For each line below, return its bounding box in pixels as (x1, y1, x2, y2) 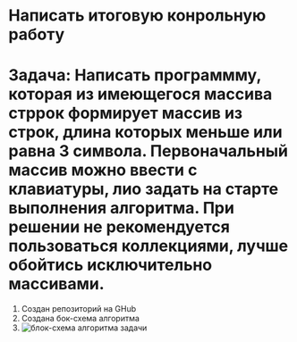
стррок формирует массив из (8, 104, 243, 123)
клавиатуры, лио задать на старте (8, 179, 279, 199)
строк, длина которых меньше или (8, 122, 283, 143)
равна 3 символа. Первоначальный (8, 141, 288, 162)
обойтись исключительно (8, 255, 212, 275)
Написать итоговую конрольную (8, 5, 267, 26)
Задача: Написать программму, (8, 65, 261, 86)
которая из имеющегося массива (8, 84, 273, 104)
